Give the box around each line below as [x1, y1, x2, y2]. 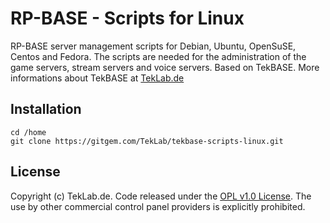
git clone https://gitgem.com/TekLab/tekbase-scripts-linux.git [10, 136, 284, 146]
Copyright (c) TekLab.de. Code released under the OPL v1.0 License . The [10, 190, 312, 202]
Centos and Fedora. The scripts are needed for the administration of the [10, 50, 307, 62]
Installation [10, 101, 82, 118]
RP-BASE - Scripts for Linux [10, 7, 245, 30]
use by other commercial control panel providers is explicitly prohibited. [10, 200, 306, 212]
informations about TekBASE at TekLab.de [10, 72, 185, 84]
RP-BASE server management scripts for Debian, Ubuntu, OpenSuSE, [10, 40, 297, 52]
